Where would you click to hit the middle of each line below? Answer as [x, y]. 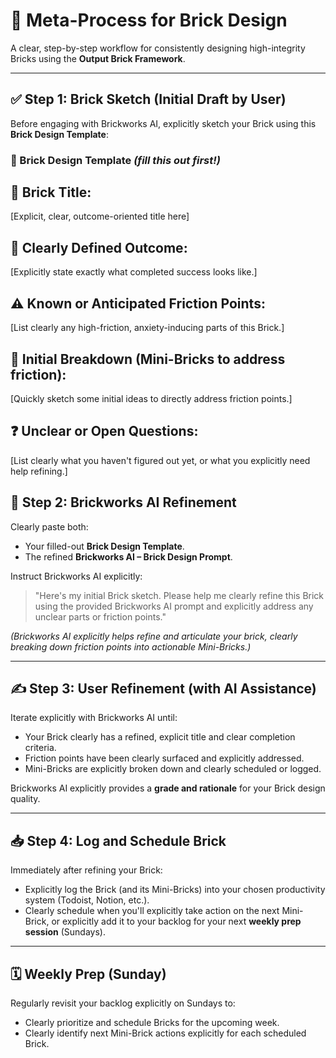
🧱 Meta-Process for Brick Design [149, 20]
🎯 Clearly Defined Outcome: [99, 247]
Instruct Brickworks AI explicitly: [76, 576]
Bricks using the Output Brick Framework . [98, 58]
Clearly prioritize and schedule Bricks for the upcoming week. [152, 1022]
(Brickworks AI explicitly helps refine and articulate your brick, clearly [154, 636]
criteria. [40, 748]
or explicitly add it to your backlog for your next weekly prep [176, 921]
